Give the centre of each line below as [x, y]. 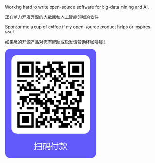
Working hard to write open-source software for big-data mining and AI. [77, 7]
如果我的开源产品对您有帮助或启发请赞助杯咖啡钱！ [56, 42]
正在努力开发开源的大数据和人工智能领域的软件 [52, 17]
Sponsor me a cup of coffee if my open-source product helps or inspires [78, 27]
